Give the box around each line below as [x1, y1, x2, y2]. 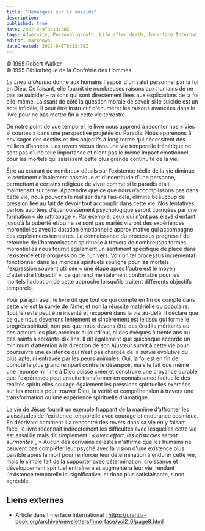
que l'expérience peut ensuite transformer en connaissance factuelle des [6, 374, 190, 382]
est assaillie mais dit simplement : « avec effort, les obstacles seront [6, 431, 178, 439]
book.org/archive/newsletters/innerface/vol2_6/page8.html [15, 518, 164, 525]
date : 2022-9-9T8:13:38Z [6, 26, 70, 32]
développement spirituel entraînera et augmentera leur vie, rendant [6, 464, 175, 472]
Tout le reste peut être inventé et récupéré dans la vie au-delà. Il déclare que [6, 309, 199, 316]
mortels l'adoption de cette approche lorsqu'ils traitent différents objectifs [6, 277, 192, 285]
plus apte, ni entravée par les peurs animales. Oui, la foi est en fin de [6, 355, 179, 362]
